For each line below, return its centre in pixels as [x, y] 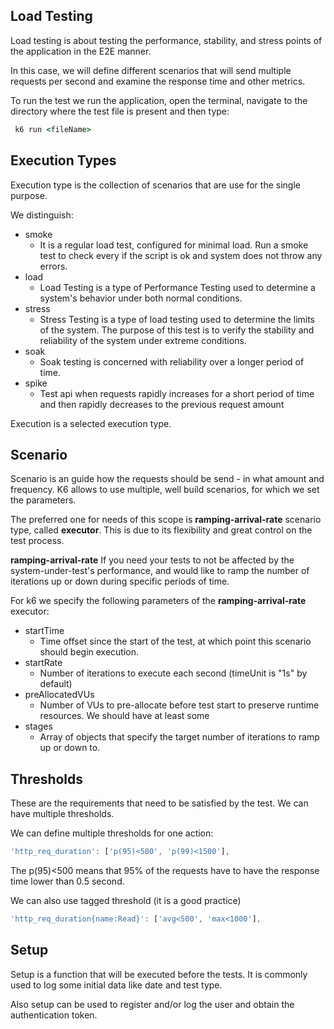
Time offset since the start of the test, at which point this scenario [175, 641]
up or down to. [70, 748]
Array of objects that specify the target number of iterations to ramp [179, 737]
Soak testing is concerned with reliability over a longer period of [172, 361]
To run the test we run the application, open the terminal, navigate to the [159, 100]
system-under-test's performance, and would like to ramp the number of [160, 571]
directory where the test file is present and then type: [120, 111]
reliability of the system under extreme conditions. [143, 340]
